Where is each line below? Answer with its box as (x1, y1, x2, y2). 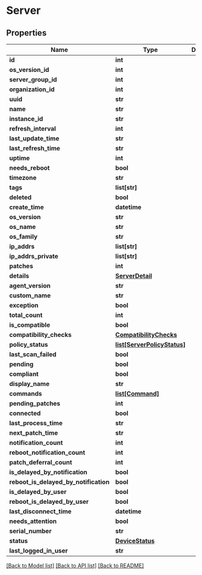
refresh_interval (9, 124, 56, 133)
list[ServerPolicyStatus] (115, 341, 186, 349)
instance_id (9, 115, 43, 123)
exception (9, 301, 39, 309)
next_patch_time (9, 429, 58, 437)
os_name (9, 223, 36, 231)
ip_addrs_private (9, 252, 59, 260)
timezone (9, 173, 37, 182)
